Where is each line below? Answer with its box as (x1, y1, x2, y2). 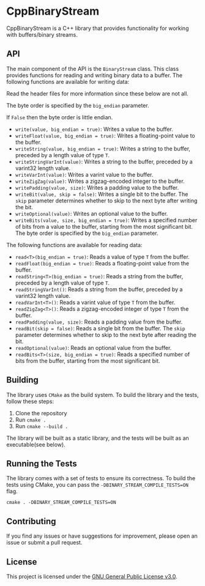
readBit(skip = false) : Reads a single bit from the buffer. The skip (15, 324, 185, 332)
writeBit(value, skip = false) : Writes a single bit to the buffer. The (15, 190, 188, 198)
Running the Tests (6, 458, 78, 469)
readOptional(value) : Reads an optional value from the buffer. (15, 344, 172, 351)
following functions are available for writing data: (6, 78, 130, 85)
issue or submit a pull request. (6, 539, 83, 546)
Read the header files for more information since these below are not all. (6, 90, 188, 97)
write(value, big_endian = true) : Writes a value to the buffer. (15, 125, 173, 133)
